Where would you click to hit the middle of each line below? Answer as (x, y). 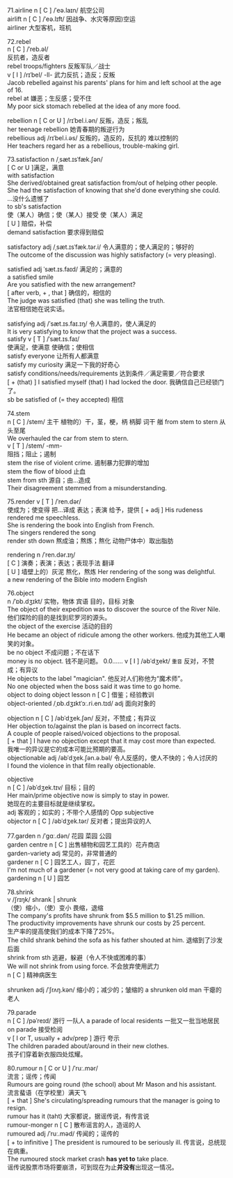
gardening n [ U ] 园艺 (39, 878)
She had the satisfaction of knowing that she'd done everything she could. (114, 190)
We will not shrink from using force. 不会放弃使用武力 (83, 966)
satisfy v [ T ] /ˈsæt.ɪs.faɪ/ (43, 339)
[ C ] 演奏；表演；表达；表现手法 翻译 (61, 563)
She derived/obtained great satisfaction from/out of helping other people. (112, 183)
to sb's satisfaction (34, 206)
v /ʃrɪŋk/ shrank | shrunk (42, 899)
